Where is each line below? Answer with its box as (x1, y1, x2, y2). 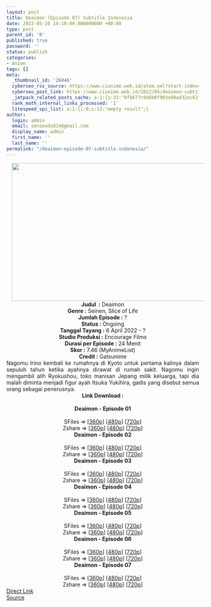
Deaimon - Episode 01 (74, 405, 131, 412)
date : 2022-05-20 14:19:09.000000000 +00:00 (6, 20, 122, 26)
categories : (6, 55, 37, 61)
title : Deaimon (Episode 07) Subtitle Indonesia (6, 15, 133, 21)
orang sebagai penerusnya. (6, 385, 76, 392)
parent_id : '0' (6, 32, 45, 38)
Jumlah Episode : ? (78, 313, 127, 321)
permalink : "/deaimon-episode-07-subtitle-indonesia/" (6, 145, 149, 152)
